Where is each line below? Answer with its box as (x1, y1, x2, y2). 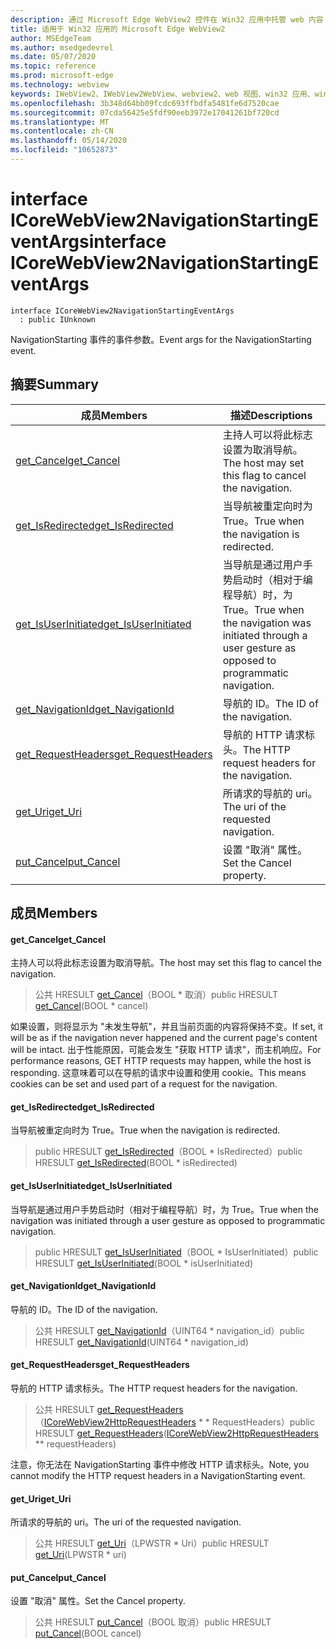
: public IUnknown (19, 314, 97, 325)
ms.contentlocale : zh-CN (10, 126, 114, 136)
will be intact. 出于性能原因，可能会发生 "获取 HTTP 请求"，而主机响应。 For (10, 1044, 322, 1056)
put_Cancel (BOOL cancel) (34, 1627, 142, 1640)
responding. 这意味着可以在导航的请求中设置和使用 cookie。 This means (10, 1067, 307, 1079)
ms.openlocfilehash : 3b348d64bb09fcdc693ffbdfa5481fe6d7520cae (10, 98, 280, 108)
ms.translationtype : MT (10, 117, 110, 127)
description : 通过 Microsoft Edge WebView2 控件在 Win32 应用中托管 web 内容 (10, 14, 324, 25)
